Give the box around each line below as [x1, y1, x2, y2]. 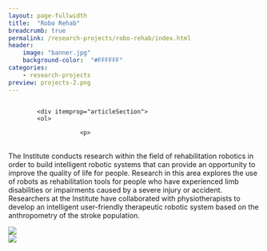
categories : [8, 64, 48, 72]
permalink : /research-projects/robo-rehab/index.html [8, 34, 192, 42]
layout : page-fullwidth [8, 11, 88, 20]
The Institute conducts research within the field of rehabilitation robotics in [8, 151, 254, 161]
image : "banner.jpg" [22, 49, 91, 57]
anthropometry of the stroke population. [8, 210, 140, 220]
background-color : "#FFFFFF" [22, 57, 124, 65]
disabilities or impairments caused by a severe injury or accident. [8, 185, 223, 194]
